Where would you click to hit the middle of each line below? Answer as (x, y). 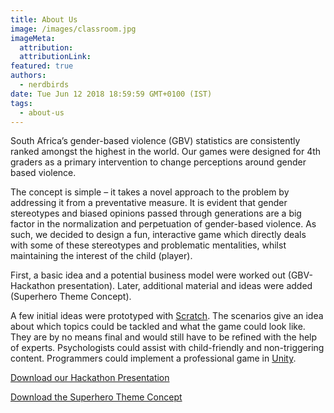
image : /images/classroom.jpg (73, 29)
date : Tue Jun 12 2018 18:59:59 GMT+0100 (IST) (111, 94)
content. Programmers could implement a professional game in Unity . (153, 358)
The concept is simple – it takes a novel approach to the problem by (150, 192)
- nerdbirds (44, 85)
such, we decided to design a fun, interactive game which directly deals (158, 235)
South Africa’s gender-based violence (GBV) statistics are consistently (155, 141)
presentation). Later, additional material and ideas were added (185, 286)
